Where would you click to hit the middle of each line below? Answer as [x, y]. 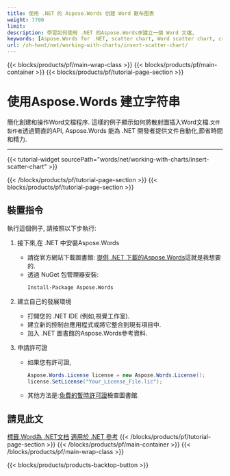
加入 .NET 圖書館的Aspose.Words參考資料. [87, 333]
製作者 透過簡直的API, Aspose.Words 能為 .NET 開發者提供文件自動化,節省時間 [115, 130]
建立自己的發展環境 [44, 301]
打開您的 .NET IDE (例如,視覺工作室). [78, 316]
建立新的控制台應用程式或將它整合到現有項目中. [94, 324]
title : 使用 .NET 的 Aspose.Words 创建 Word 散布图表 [81, 13]
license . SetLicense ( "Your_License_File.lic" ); [95, 381]
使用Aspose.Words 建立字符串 [94, 102]
